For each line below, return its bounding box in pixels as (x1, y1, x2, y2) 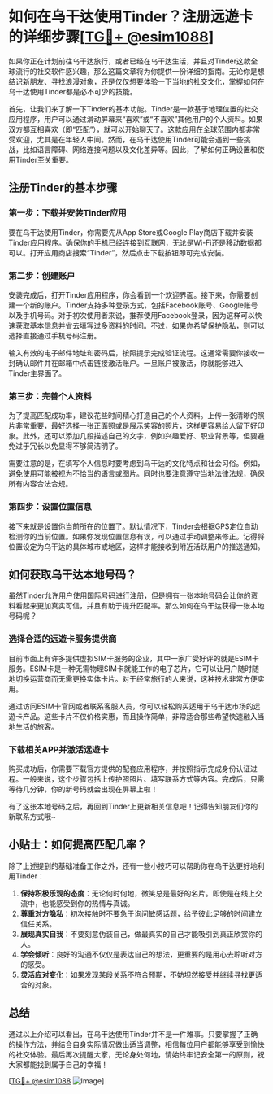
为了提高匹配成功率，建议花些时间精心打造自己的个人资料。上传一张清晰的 (8, 411, 258, 421)
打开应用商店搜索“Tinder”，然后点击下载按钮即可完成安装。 (29, 247, 229, 257)
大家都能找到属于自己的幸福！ (8, 1059, 108, 1070)
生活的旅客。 (15, 721, 58, 731)
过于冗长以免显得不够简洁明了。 (15, 441, 123, 451)
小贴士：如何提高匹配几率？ (8, 838, 148, 852)
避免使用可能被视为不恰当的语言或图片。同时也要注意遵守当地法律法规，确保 (8, 469, 265, 478)
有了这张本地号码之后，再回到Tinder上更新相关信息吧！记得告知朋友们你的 (8, 801, 258, 811)
